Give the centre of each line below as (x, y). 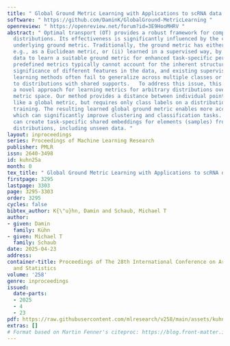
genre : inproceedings (38, 281)
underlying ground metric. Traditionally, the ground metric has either (119, 45)
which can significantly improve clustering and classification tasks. (118, 115)
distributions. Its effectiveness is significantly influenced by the (116, 39)
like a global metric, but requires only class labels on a (101, 103)
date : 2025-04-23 (32, 249)
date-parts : (30, 294)
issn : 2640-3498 (30, 154)
